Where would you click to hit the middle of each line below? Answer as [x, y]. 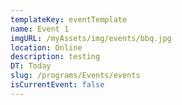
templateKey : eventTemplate [69, 19]
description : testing [55, 57]
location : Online [46, 47]
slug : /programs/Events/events [75, 76]
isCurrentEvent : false [57, 85]
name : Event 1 [40, 29]
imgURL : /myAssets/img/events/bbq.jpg [91, 38]
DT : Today [31, 66]
